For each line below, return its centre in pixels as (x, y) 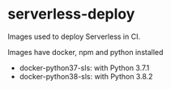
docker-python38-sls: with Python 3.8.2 (86, 76)
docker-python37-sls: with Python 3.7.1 (84, 68)
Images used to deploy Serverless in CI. (74, 36)
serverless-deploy (71, 14)
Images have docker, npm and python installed (85, 52)
